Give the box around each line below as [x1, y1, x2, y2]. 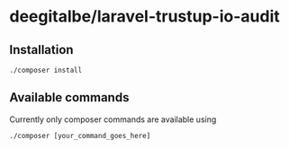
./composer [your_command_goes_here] [9, 131, 151, 140]
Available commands [9, 90, 130, 105]
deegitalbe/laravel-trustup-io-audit [9, 6, 281, 27]
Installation [9, 42, 74, 57]
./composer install [9, 66, 83, 74]
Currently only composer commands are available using [9, 114, 217, 125]
